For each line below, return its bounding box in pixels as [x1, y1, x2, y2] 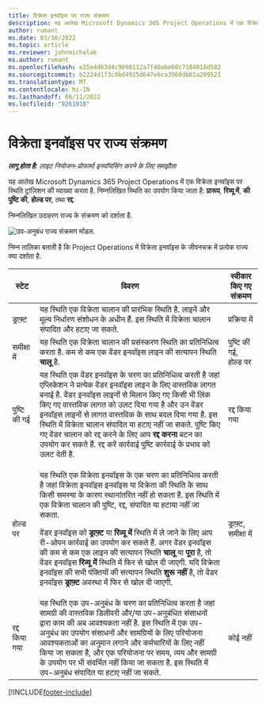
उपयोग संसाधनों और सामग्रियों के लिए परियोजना [70, 628, 203, 639]
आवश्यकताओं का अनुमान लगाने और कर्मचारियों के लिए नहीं [39, 637, 204, 648]
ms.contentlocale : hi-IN [8, 85, 90, 94]
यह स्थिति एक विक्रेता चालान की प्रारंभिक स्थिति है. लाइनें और [39, 304, 211, 315]
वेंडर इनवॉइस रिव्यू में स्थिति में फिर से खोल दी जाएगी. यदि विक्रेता [39, 557, 220, 568]
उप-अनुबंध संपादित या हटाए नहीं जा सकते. [39, 667, 161, 679]
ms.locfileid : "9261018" [8, 100, 90, 108]
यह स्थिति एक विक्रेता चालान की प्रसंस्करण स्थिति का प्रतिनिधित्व [39, 337, 219, 348]
